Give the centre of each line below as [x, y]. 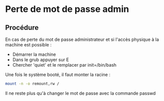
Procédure [22, 28]
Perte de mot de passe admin [67, 9]
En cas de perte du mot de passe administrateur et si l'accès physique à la [82, 39]
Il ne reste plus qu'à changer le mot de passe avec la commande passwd [80, 93]
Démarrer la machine [34, 54]
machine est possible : [28, 45]
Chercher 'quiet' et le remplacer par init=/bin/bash [64, 65]
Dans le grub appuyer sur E [41, 60]
